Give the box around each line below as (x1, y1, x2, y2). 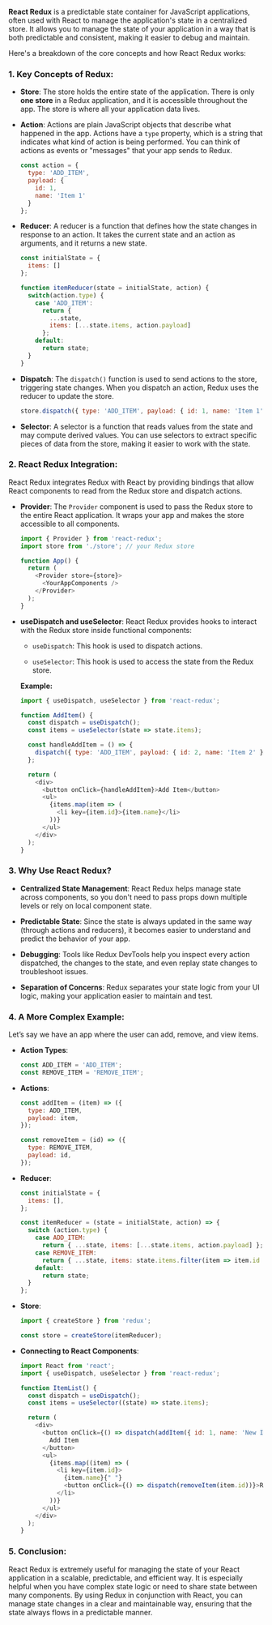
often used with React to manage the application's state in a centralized (8, 15, 248, 25)
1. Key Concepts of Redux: (8, 68, 114, 79)
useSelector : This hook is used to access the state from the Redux (32, 656, 254, 666)
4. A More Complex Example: (8, 1011, 125, 1022)
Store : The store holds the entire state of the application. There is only (19, 87, 255, 96)
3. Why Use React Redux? (8, 865, 112, 876)
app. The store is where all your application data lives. (19, 105, 201, 114)
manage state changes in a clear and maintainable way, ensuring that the (8, 1598, 253, 1608)
